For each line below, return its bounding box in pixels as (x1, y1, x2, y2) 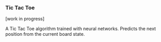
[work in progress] (5, 16, 45, 22)
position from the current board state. (5, 31, 85, 37)
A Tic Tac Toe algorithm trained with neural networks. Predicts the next (5, 26, 156, 32)
